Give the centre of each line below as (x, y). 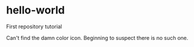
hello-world (36, 10)
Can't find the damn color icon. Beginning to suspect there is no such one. (97, 38)
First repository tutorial (34, 26)
